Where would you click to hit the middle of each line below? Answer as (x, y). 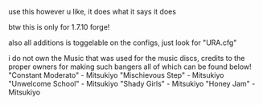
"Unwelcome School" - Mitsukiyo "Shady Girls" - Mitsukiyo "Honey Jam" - (132, 84)
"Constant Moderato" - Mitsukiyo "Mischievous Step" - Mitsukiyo (116, 75)
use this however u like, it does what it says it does (92, 12)
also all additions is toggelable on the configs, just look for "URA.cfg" (123, 42)
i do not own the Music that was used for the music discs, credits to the (127, 58)
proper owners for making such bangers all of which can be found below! (130, 67)
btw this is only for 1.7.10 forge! (59, 27)
